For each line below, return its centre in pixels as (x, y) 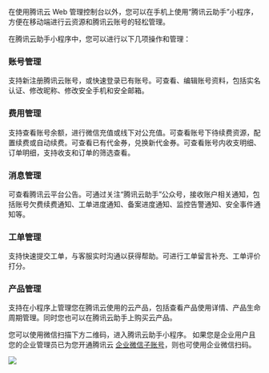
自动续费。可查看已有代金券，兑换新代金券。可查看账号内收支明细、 (148, 142)
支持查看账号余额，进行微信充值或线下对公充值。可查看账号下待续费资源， (131, 132)
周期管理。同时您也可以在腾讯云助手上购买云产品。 (92, 318)
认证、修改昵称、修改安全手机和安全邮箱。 (78, 91)
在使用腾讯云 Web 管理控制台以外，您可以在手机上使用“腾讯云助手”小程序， (133, 12)
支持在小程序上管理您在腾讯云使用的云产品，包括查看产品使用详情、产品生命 (134, 308)
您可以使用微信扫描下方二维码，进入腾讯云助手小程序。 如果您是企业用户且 (132, 334)
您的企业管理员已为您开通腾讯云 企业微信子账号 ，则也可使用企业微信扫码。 (132, 345)
